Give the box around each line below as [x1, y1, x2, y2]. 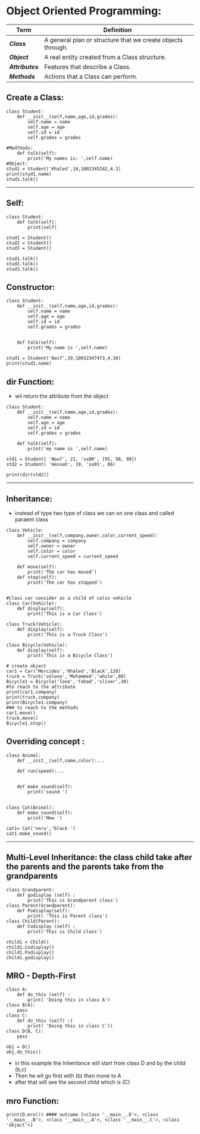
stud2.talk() [6, 261, 39, 267]
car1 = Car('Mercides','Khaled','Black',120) [6, 668, 121, 674]
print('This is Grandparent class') [27, 897, 118, 903]
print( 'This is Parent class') [27, 913, 108, 919]
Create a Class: [6, 92, 64, 103]
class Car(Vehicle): [6, 600, 58, 606]
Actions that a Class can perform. [44, 72, 138, 80]
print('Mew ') [27, 815, 62, 821]
